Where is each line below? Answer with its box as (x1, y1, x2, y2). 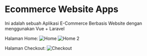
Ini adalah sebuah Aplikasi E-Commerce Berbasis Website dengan (5, 20, 142, 26)
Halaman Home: (5, 35, 38, 41)
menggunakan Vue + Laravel (5, 25, 65, 31)
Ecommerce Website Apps (5, 4, 119, 15)
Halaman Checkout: (5, 45, 46, 51)
